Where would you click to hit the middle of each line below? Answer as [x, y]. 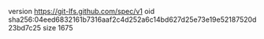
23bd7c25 [25, 28]
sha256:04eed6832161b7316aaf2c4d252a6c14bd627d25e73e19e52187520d [132, 19]
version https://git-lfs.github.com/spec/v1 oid [82, 11]
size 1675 [58, 28]
